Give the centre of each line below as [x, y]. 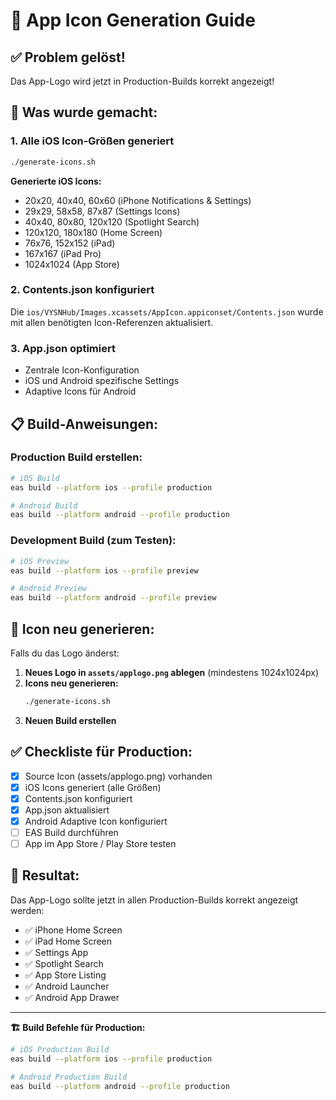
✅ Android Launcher [67, 986]
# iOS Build [35, 478]
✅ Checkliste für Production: [101, 752]
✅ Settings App [56, 952]
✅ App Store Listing [65, 975]
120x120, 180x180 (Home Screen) [93, 232]
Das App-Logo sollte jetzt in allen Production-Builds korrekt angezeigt [154, 900]
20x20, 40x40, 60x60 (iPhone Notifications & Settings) [138, 200]
